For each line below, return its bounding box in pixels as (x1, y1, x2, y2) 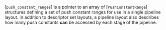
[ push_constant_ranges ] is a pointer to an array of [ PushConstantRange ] (4, 4, 148, 10)
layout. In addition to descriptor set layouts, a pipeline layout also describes (4, 15, 159, 20)
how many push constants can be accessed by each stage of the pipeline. (4, 19, 157, 25)
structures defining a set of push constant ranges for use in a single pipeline (4, 9, 161, 15)
